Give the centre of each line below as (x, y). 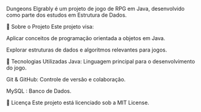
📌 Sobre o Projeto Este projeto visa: (50, 27)
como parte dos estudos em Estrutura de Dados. (66, 15)
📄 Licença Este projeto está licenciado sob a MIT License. (78, 102)
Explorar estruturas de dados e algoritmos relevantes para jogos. (87, 50)
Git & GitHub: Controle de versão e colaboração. (66, 79)
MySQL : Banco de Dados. (39, 91)
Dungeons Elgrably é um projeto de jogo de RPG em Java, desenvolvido (95, 9)
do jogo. (17, 68)
